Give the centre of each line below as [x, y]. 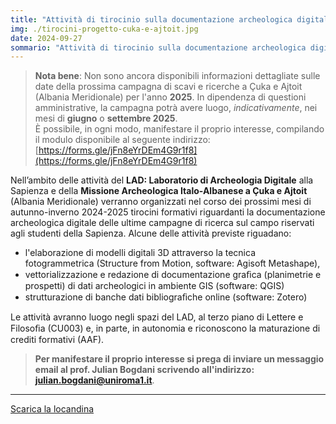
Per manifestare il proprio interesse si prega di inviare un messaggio [179, 359]
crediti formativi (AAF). [57, 340]
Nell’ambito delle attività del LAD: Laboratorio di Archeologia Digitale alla [162, 180]
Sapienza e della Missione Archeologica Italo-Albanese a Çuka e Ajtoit [159, 191]
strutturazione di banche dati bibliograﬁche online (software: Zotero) [166, 297]
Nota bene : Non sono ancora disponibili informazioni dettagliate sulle [177, 76]
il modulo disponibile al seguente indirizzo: [122, 140]
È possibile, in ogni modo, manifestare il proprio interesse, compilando [179, 129]
